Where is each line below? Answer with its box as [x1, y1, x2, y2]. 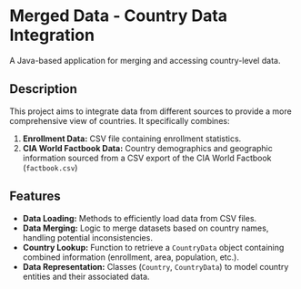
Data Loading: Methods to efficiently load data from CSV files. [22, 212, 257, 223]
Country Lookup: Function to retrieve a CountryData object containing [22, 242, 285, 253]
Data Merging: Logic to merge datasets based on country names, [22, 222, 269, 233]
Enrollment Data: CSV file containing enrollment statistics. [22, 133, 242, 144]
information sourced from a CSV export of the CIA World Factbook [22, 152, 272, 163]
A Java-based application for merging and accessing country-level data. [9, 55, 281, 66]
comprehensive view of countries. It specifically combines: [9, 115, 230, 126]
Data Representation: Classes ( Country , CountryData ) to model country [22, 261, 289, 272]
